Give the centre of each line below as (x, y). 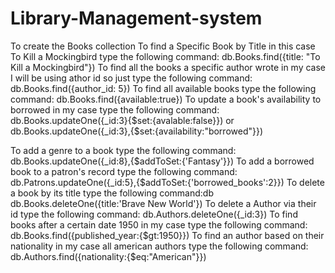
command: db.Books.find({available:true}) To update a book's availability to (166, 99)
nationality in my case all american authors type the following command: (159, 246)
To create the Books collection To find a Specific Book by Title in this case (163, 46)
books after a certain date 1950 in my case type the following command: (159, 224)
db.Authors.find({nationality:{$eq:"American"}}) (108, 256)
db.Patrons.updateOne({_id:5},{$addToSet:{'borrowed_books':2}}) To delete (167, 182)
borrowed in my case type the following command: (115, 109)
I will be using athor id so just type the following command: (131, 78)
